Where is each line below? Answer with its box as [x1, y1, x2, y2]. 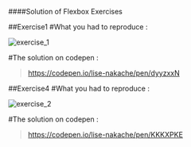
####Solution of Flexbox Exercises [8, 7, 123, 16]
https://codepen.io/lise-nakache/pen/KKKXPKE [27, 130, 183, 139]
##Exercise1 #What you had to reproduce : [8, 22, 148, 31]
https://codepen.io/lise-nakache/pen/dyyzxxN [27, 68, 181, 78]
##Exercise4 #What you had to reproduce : [8, 83, 150, 93]
